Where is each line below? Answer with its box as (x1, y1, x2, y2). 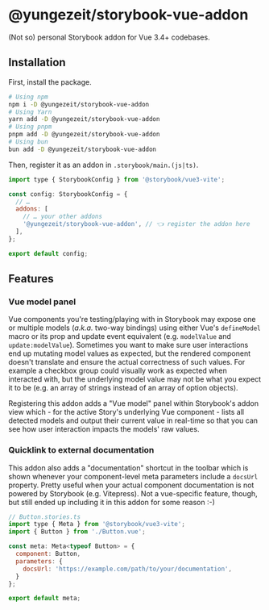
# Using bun (8, 138, 48, 146)
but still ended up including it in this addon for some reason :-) (8, 497, 215, 507)
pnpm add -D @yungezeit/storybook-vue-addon (8, 131, 160, 139)
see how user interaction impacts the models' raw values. (8, 424, 200, 434)
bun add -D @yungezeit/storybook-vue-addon (8, 145, 157, 153)
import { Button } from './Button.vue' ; (8, 528, 147, 536)
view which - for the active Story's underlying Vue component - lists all (8, 407, 244, 417)
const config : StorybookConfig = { (8, 190, 128, 198)
